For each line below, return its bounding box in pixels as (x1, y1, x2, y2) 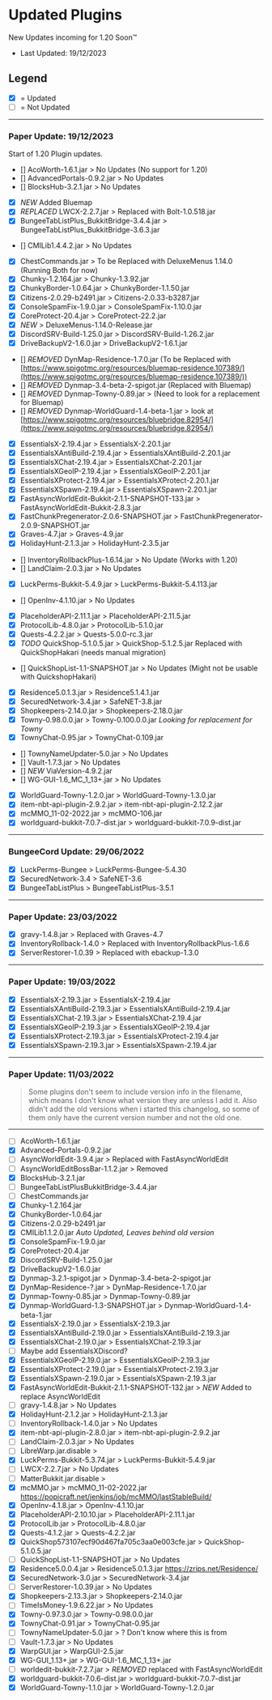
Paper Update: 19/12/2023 (8, 130, 114, 142)
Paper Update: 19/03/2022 (8, 976, 116, 987)
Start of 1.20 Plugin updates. (8, 149, 104, 159)
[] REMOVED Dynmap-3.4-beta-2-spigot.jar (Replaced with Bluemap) (19, 380, 252, 390)
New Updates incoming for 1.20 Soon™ (8, 32, 138, 42)
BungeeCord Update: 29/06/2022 (8, 846, 144, 858)
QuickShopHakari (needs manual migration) (19, 647, 167, 657)
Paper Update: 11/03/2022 (8, 1068, 114, 1080)
